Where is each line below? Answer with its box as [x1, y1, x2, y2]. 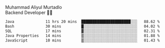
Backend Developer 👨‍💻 [5, 9, 53, 15]
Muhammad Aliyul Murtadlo [5, 4, 62, 10]
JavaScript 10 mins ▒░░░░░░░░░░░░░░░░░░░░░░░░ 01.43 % [5, 37, 160, 43]
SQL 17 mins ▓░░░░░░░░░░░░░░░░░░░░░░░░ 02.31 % [5, 28, 160, 33]
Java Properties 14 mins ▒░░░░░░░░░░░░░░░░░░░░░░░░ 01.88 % [5, 33, 160, 38]
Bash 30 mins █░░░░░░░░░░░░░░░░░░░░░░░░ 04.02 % [5, 23, 160, 29]
